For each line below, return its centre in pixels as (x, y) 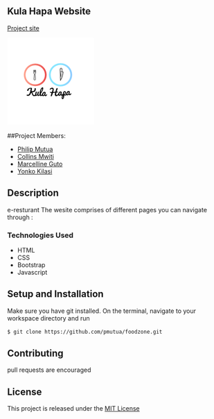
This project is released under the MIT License (73, 409)
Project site (23, 28)
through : (20, 217)
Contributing (35, 353)
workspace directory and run (48, 318)
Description (33, 193)
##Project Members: (36, 135)
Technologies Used (41, 235)
